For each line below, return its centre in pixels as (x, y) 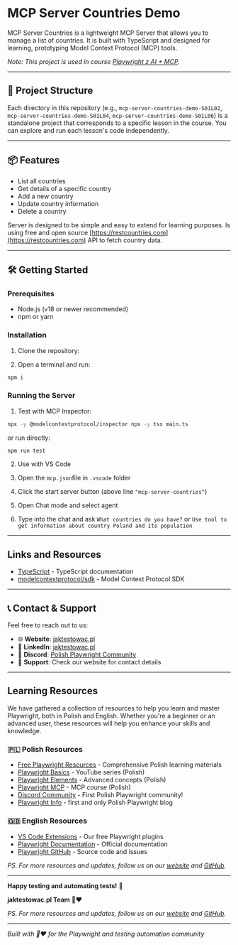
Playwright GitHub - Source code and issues (82, 851)
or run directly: (29, 438)
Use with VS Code (44, 464)
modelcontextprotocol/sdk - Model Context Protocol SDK (101, 579)
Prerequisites (31, 293)
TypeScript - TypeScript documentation (75, 572)
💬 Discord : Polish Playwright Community (77, 654)
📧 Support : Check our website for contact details (89, 662)
